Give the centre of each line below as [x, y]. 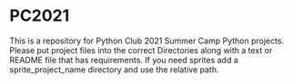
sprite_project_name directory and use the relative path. [114, 70]
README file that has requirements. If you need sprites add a [124, 60]
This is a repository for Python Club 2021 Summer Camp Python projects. [147, 41]
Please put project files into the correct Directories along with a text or [141, 50]
